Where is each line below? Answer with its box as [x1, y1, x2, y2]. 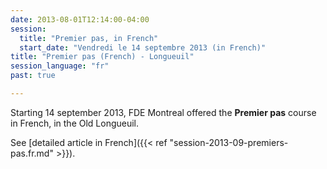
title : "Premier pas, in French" [19, 33, 159, 43]
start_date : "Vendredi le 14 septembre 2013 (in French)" [19, 42, 267, 53]
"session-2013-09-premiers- [169, 136, 289, 148]
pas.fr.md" [10, 147, 54, 159]
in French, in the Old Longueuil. [10, 117, 140, 129]
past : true [10, 71, 56, 81]
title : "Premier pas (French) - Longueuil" [10, 52, 195, 62]
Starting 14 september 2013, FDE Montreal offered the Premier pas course [10, 106, 317, 118]
